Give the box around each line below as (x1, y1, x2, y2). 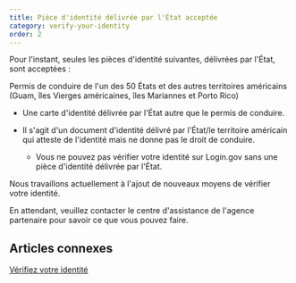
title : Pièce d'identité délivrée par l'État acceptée (9, 12, 218, 22)
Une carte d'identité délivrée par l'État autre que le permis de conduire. (21, 108, 285, 119)
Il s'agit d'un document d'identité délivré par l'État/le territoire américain (21, 125, 288, 136)
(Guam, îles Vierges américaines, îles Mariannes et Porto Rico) (9, 90, 240, 101)
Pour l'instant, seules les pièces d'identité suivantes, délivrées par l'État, (9, 54, 275, 65)
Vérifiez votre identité (9, 264, 89, 275)
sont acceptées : (9, 63, 72, 74)
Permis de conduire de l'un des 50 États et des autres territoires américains (9, 81, 288, 92)
